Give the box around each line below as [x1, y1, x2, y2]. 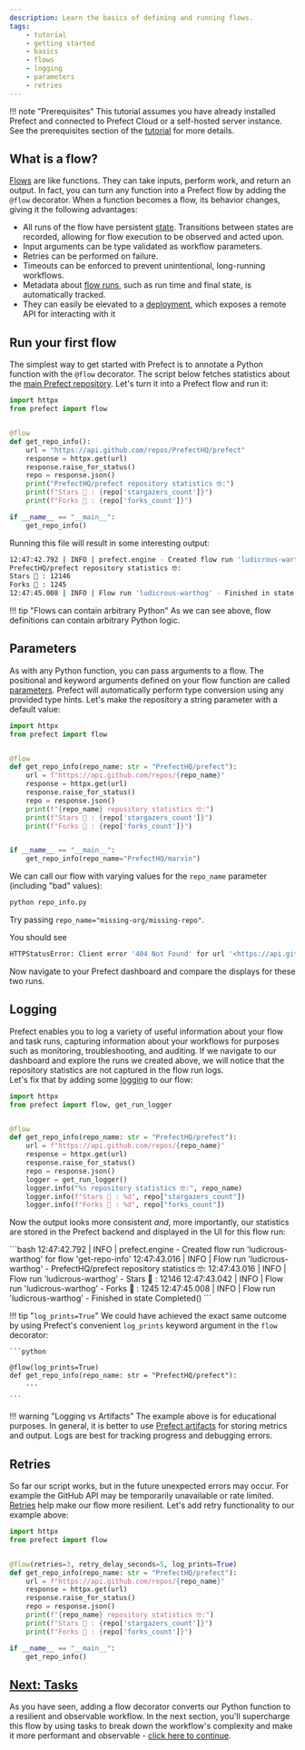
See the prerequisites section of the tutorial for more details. [9, 124, 235, 136]
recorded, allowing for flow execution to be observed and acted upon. [22, 231, 284, 242]
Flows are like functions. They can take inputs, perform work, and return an [9, 175, 291, 186]
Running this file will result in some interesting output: [9, 537, 211, 548]
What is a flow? [9, 152, 98, 167]
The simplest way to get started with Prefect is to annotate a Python [9, 359, 263, 370]
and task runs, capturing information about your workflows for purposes [9, 1036, 280, 1047]
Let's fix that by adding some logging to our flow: [9, 1074, 193, 1085]
